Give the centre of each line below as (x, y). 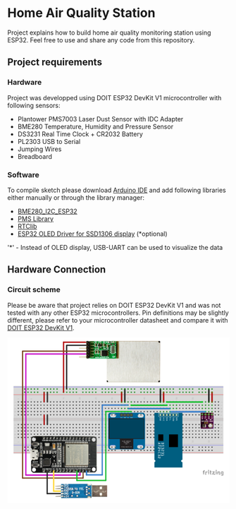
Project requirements (55, 62)
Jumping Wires (39, 149)
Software (24, 174)
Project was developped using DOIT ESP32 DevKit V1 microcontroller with (114, 97)
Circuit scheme (34, 289)
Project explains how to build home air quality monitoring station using (109, 32)
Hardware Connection (57, 270)
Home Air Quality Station (81, 13)
